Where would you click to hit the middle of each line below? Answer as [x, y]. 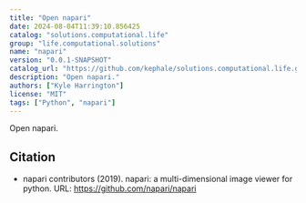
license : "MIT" [38, 94]
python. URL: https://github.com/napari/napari [109, 188]
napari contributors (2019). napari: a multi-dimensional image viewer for [158, 179]
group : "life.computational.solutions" [85, 43]
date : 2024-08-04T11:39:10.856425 [75, 26]
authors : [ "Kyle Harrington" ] [67, 86]
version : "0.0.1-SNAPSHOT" [61, 60]
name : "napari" [38, 52]
